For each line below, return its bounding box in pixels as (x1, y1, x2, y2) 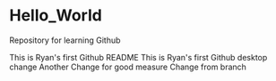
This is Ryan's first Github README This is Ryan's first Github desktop (9, 52, 268, 62)
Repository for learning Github (9, 35, 121, 45)
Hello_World (9, 5, 103, 26)
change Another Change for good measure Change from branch (9, 61, 246, 72)
